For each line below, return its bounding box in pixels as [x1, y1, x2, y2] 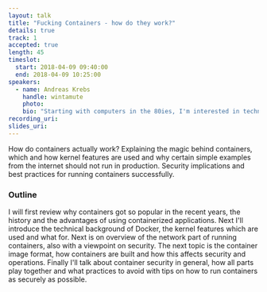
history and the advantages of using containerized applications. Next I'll [8, 216, 244, 225]
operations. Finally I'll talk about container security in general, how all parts [8, 258, 254, 267]
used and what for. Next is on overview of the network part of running [8, 232, 237, 242]
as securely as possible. [8, 275, 87, 284]
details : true [8, 26, 56, 34]
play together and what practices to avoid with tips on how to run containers [8, 267, 258, 276]
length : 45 [8, 48, 44, 56]
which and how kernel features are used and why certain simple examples [8, 152, 252, 162]
